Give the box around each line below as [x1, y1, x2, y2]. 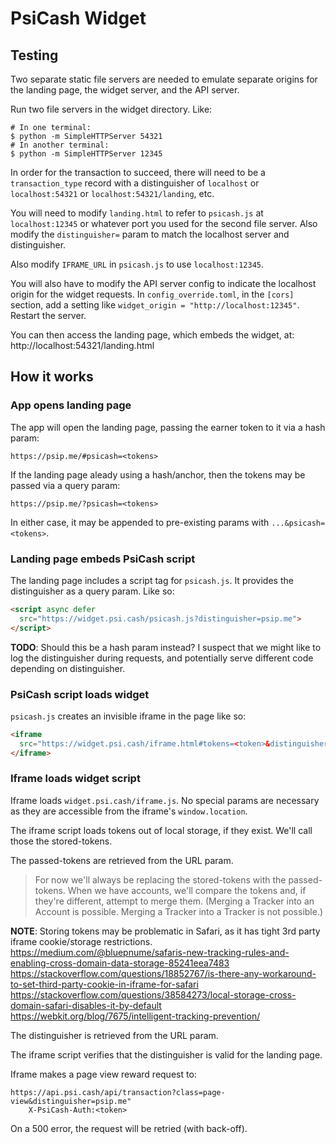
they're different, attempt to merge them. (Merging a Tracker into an [34, 895, 315, 907]
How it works [10, 368, 94, 386]
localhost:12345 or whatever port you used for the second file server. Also [10, 218, 318, 229]
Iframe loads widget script [10, 772, 141, 786]
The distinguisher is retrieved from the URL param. [10, 1029, 219, 1041]
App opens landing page [10, 398, 132, 412]
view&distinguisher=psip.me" [10, 1096, 132, 1106]
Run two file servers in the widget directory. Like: [10, 103, 213, 115]
